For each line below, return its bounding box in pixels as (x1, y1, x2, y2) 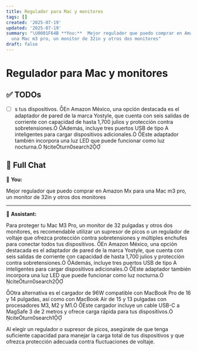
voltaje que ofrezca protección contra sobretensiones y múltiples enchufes (6, 234, 188, 241)
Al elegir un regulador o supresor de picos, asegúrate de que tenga (6, 325, 168, 332)
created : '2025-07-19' (6, 19, 62, 25)
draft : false (6, 42, 38, 48)
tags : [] (6, 14, 28, 20)
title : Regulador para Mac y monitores (6, 8, 104, 15)
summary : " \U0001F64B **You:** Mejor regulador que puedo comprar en (6, 31, 182, 36)
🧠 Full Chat (6, 160, 46, 170)
